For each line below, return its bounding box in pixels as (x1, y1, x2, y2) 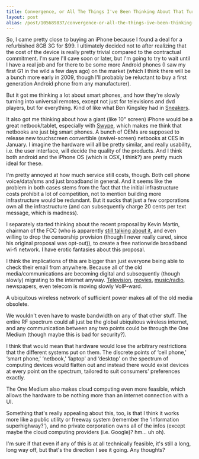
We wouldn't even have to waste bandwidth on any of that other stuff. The (6, 312, 187, 319)
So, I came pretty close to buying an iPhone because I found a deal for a (6, 36, 182, 43)
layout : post (6, 14, 38, 20)
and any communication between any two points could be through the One (6, 325, 189, 332)
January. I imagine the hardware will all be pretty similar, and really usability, (6, 141, 192, 148)
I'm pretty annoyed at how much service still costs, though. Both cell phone (6, 172, 191, 179)
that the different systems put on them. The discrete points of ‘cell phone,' (6, 349, 187, 356)
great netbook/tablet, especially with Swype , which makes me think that (6, 122, 182, 129)
